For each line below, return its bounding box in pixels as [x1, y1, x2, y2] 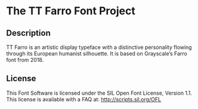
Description [6, 28, 51, 38]
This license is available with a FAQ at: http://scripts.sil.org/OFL [6, 95, 162, 102]
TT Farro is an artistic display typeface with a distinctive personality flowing [6, 43, 192, 51]
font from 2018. [6, 57, 44, 63]
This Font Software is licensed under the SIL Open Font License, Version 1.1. [6, 89, 193, 96]
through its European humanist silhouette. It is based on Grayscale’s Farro [6, 50, 188, 57]
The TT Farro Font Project [6, 4, 135, 18]
